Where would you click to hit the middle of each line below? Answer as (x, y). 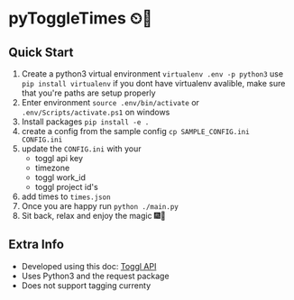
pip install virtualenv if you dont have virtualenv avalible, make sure (153, 83)
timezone (52, 168)
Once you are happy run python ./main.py (100, 206)
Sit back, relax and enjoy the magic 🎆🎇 (93, 216)
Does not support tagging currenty (86, 285)
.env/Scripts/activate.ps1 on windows (96, 112)
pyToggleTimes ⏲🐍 (81, 18)
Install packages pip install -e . (85, 122)
